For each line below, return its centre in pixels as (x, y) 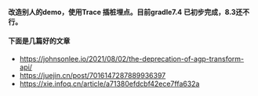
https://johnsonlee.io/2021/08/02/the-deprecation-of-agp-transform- (132, 59)
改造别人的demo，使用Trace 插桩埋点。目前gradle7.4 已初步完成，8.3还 (125, 12)
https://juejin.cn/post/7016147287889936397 (93, 75)
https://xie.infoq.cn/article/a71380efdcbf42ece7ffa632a (109, 84)
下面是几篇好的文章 (39, 41)
